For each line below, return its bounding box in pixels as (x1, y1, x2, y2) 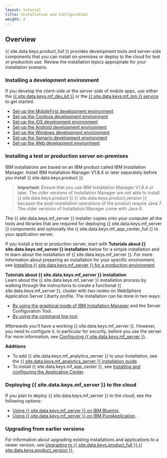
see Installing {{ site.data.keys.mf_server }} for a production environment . (5, 262, 156, 268)
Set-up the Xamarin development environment (12, 135, 108, 141)
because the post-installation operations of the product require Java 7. (17, 200, 163, 206)
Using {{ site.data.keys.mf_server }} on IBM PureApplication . (12, 413, 137, 419)
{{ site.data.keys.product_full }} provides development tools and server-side (5, 48, 161, 54)
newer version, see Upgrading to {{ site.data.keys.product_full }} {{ (5, 442, 143, 448)
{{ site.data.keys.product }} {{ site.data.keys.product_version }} (17, 195, 147, 201)
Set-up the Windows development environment (12, 129, 110, 135)
